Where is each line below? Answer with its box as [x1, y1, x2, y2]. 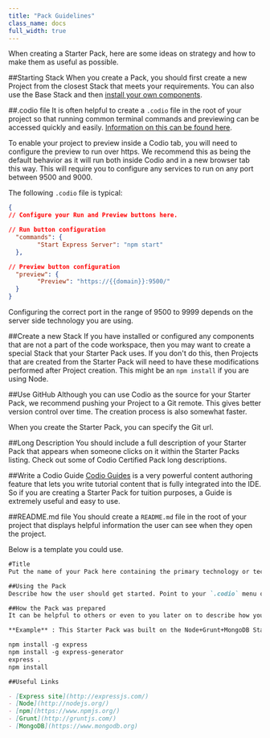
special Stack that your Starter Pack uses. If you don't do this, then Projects [8, 348, 259, 358]
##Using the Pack [8, 582, 67, 590]
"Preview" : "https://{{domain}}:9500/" [37, 278, 171, 286]
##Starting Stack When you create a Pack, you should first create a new [8, 73, 247, 83]
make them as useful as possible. [8, 57, 119, 67]
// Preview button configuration [8, 262, 121, 270]
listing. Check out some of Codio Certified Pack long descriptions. [8, 456, 227, 464]
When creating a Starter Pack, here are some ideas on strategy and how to [8, 49, 256, 59]
